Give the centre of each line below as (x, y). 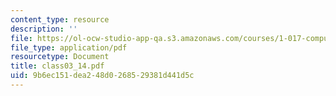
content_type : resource (60, 19)
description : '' (44, 29)
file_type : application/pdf (69, 47)
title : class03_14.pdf (57, 66)
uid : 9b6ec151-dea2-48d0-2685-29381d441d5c (102, 76)
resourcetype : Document (60, 57)
